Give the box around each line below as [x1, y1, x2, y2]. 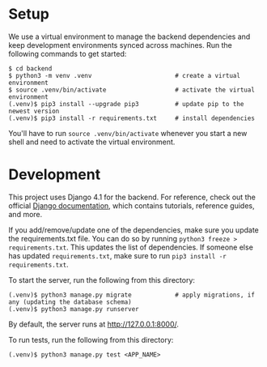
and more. [8, 209, 43, 219]
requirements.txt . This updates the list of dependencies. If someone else [8, 242, 253, 252]
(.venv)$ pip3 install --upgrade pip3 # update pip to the [8, 100, 244, 108]
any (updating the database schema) [8, 297, 132, 306]
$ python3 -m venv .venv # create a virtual [8, 71, 241, 79]
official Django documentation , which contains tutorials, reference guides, [8, 200, 255, 211]
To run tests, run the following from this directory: [8, 335, 174, 344]
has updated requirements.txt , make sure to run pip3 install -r [8, 250, 227, 260]
